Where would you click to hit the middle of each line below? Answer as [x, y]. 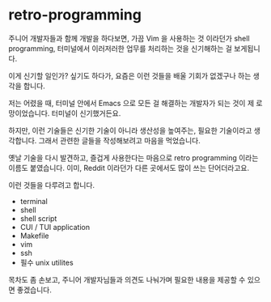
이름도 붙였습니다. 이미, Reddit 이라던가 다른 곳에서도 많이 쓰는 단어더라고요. [129, 168]
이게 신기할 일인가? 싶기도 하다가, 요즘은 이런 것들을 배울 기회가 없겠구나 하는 [130, 75]
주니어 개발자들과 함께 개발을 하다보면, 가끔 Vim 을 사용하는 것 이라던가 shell [129, 38]
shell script [38, 218]
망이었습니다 [28, 113]
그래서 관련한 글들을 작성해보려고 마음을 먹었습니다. [119, 140]
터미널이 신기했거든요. [86, 113]
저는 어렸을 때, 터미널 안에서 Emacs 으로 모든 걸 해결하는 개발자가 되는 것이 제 [131, 103]
